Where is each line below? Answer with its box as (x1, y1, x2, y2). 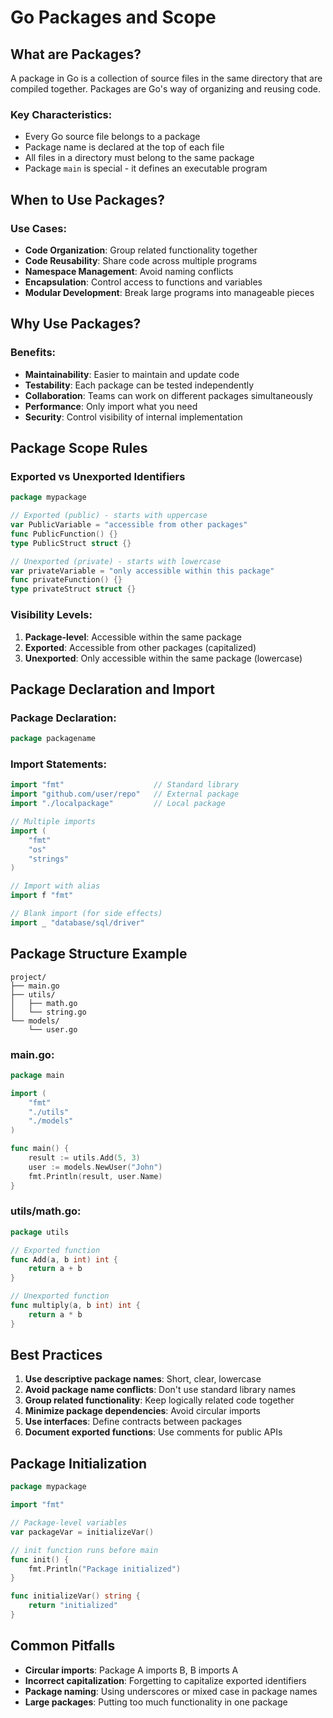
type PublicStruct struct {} (10, 538, 132, 548)
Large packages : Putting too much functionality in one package (24, 1696, 288, 1708)
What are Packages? (10, 46, 142, 63)
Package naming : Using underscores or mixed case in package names (24, 1685, 318, 1697)
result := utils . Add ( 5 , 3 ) (28, 1153, 141, 1163)
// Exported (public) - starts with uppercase (10, 511, 208, 521)
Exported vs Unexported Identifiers (10, 469, 186, 483)
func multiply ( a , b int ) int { (10, 1301, 141, 1311)
